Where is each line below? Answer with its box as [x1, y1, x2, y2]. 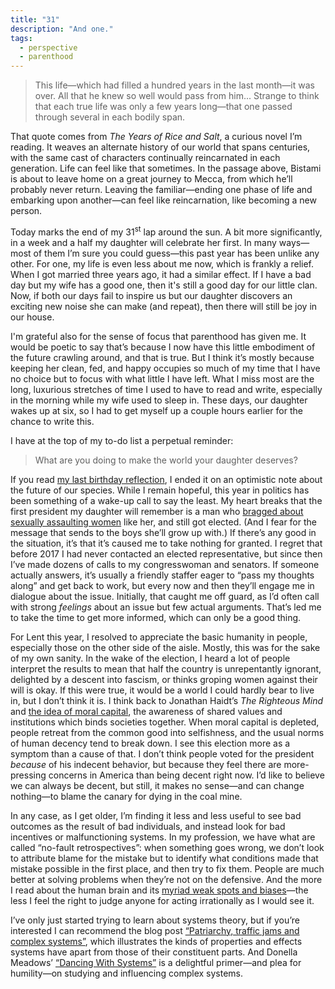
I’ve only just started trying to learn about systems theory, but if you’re [10, 914, 300, 926]
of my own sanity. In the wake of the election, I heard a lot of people [10, 652, 291, 664]
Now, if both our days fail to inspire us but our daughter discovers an [10, 289, 293, 301]
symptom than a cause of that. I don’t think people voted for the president [10, 747, 315, 760]
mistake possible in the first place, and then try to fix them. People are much [10, 862, 325, 875]
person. [10, 205, 43, 217]
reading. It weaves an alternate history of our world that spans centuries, [10, 141, 311, 153]
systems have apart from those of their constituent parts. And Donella [10, 946, 298, 958]
